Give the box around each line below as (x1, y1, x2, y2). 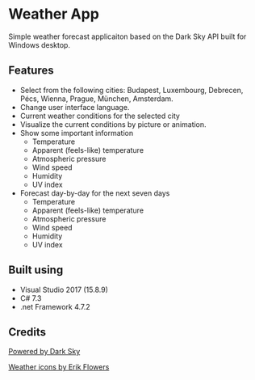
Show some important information (19, 128, 134, 137)
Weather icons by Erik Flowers (8, 362, 110, 372)
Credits (8, 325, 47, 339)
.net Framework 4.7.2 (19, 302, 90, 311)
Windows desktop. (8, 40, 71, 49)
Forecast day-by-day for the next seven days (19, 188, 170, 198)
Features (8, 64, 54, 78)
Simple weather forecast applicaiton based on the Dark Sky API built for (8, 32, 247, 41)
